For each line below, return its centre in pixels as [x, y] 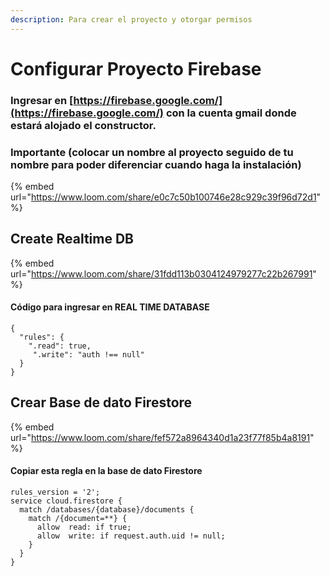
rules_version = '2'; [55, 492]
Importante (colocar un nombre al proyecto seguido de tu [152, 152]
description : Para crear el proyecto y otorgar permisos [131, 19]
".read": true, [60, 346]
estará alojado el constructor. [83, 125]
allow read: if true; [84, 527]
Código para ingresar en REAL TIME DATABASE [110, 307]
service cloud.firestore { [66, 501]
